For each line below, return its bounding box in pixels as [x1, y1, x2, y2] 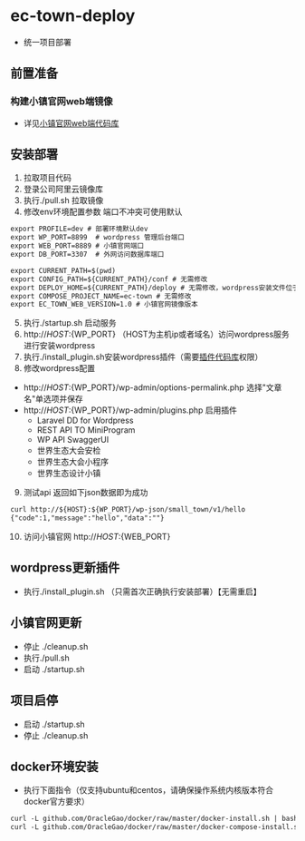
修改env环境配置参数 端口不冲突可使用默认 [23, 206, 183, 218]
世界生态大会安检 [36, 445, 101, 456]
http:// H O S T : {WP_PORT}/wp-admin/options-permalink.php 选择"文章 [23, 382, 282, 393]
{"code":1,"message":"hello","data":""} [10, 513, 166, 523]
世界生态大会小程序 [36, 456, 110, 467]
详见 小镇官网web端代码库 [23, 117, 119, 128]
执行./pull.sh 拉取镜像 [23, 195, 104, 206]
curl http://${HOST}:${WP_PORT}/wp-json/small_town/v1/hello [10, 505, 246, 514]
